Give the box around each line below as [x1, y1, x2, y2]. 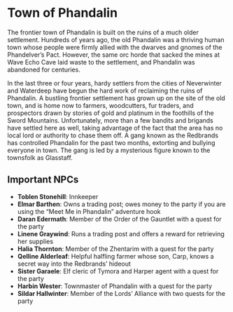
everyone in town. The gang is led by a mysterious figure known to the [7, 146, 211, 154]
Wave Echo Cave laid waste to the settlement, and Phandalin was [7, 57, 195, 66]
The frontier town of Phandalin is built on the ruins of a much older [7, 28, 199, 36]
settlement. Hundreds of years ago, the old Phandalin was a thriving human [7, 35, 225, 43]
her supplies [17, 237, 54, 245]
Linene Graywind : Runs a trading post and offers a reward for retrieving [17, 229, 225, 238]
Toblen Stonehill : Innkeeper [17, 192, 99, 201]
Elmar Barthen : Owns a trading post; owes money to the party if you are [17, 200, 226, 208]
